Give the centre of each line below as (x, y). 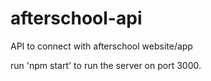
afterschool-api (76, 18)
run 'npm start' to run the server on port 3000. (106, 65)
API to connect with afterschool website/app (101, 46)
